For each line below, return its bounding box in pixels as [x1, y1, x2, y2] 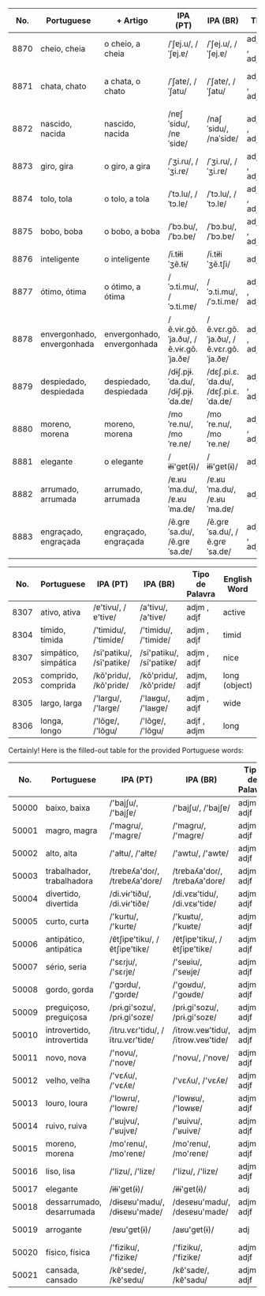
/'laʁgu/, [140, 693, 171, 703]
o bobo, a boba [103, 226, 160, 236]
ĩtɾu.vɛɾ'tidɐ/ [109, 1034, 155, 1045]
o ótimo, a [103, 281, 141, 292]
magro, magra [45, 825, 98, 836]
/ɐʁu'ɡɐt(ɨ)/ [109, 1224, 151, 1235]
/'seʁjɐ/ [172, 966, 201, 977]
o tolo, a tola [103, 194, 150, 204]
